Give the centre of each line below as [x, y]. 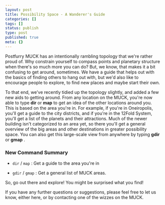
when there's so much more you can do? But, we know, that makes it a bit [80, 67]
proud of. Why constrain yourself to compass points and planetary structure [82, 61]
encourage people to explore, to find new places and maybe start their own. [82, 82]
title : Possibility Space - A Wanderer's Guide [55, 14]
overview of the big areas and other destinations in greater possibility [76, 129]
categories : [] [21, 19]
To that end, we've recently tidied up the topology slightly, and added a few [82, 92]
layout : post [19, 10]
